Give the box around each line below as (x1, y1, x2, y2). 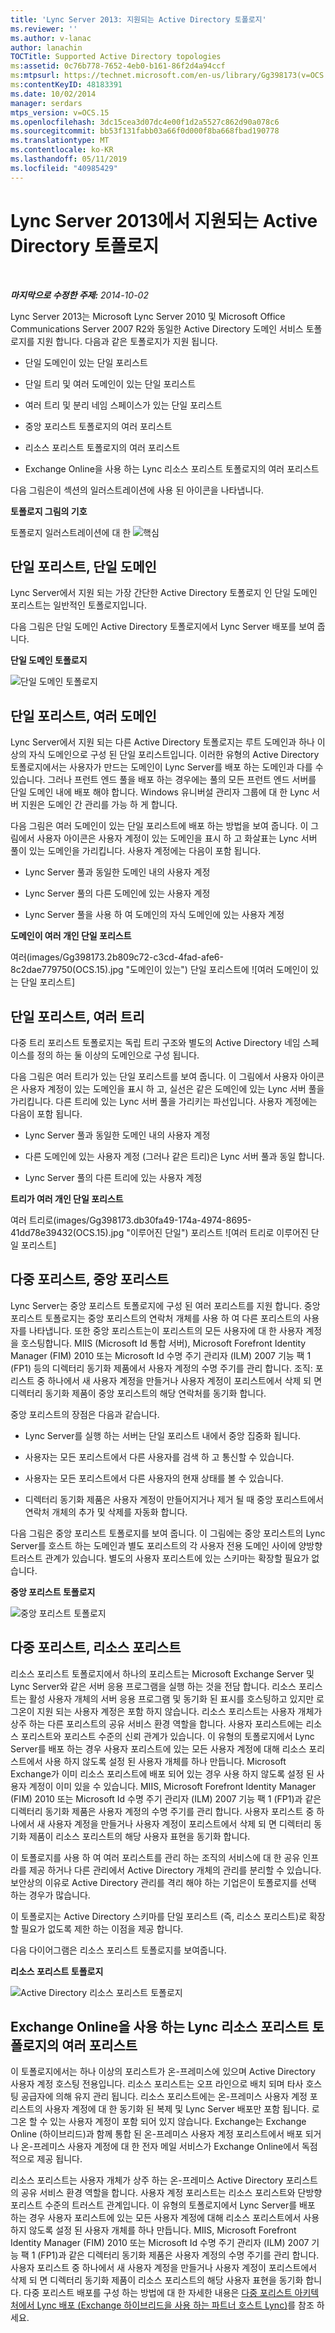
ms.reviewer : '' (10, 24, 78, 34)
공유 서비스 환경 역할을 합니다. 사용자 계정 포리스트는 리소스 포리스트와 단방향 (20, 2187, 323, 2199)
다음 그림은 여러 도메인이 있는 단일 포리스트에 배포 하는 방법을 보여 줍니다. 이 (10, 820, 309, 832)
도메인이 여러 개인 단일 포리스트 (10, 930, 132, 942)
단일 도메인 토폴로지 (10, 654, 88, 666)
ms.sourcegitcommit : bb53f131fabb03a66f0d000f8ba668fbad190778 (10, 126, 280, 136)
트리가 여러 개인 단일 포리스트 (10, 1193, 124, 1205)
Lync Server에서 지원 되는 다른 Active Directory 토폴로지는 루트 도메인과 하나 (10, 736, 315, 748)
